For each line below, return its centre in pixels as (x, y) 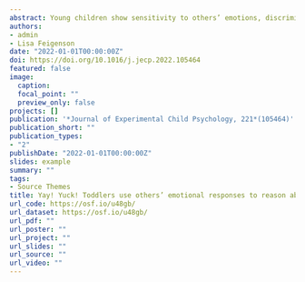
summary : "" (32, 170)
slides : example (40, 161)
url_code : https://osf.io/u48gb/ (73, 204)
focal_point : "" (48, 94)
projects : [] (34, 111)
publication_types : (46, 136)
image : (22, 77)
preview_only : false (56, 102)
